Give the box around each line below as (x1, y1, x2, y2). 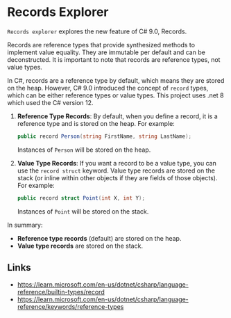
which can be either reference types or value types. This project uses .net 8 (7, 91, 224, 100)
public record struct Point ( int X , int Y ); (17, 194, 146, 202)
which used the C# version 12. (7, 98, 94, 106)
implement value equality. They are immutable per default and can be (7, 48, 206, 56)
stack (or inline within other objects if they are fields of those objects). (17, 173, 218, 182)
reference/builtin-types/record (17, 287, 105, 296)
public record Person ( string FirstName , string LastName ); (17, 133, 192, 140)
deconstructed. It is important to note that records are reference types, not (7, 55, 221, 63)
